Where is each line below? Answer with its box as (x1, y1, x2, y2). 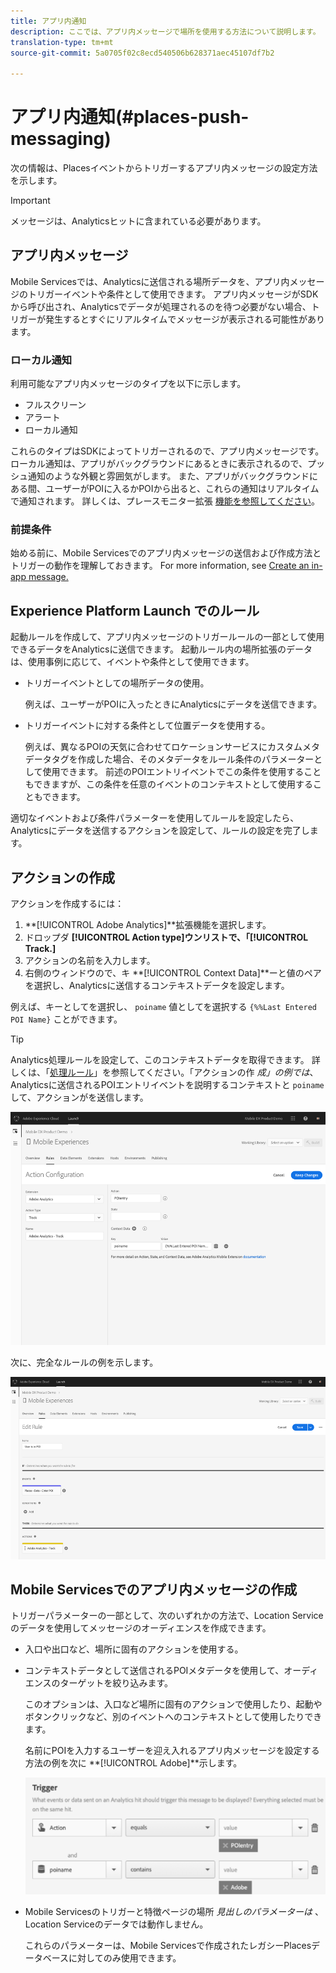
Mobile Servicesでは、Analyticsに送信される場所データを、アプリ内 (10, 275, 290, 287)
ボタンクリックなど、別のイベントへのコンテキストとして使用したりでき (24, 1711, 323, 1723)
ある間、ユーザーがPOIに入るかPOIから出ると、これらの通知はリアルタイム (10, 483, 320, 495)
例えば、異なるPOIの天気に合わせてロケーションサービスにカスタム (24, 741, 303, 753)
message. (28, 571, 69, 583)
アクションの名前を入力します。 (24, 955, 156, 967)
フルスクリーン (24, 399, 87, 411)
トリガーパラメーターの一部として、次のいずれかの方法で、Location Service (10, 1610, 324, 1622)
